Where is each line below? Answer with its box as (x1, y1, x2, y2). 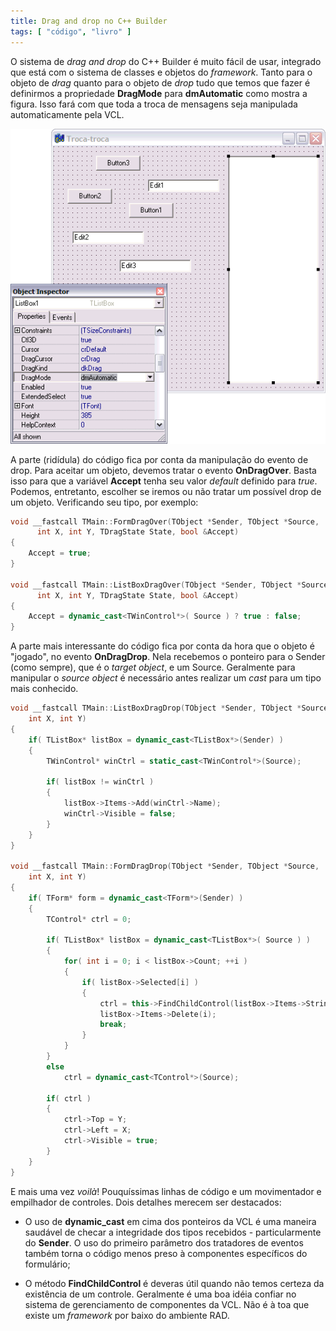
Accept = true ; (28, 548, 92, 559)
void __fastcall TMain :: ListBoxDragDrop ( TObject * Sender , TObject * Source (10, 703, 329, 714)
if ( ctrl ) (46, 1093, 92, 1104)
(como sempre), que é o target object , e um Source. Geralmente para (10, 661, 296, 674)
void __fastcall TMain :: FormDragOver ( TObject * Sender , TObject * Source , (10, 516, 320, 527)
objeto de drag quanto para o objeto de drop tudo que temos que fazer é (10, 76, 311, 89)
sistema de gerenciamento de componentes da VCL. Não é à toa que (24, 1298, 310, 1310)
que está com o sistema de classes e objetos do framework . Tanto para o (10, 66, 313, 78)
